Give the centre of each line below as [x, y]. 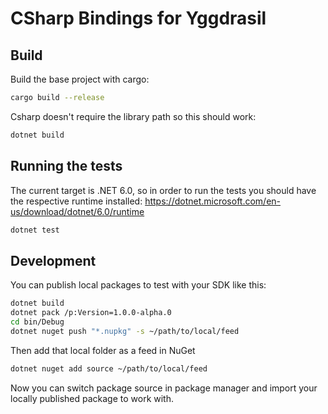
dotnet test [35, 230]
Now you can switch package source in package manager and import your [164, 388]
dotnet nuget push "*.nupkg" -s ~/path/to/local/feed [125, 331]
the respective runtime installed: [76, 201]
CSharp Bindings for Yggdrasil [138, 18]
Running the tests [66, 166]
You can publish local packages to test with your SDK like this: [138, 285]
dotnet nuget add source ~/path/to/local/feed [109, 368]
